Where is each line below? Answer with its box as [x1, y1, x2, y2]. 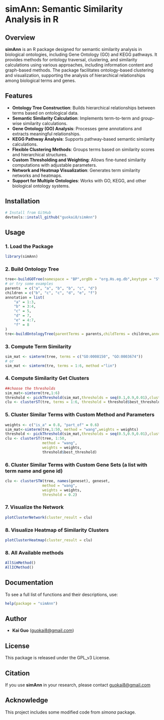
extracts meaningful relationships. [12, 131, 81, 137]
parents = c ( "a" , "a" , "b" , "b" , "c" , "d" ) [5, 286, 97, 291]
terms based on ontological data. [12, 110, 79, 116]
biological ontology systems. [12, 183, 70, 189]
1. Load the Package [5, 243, 54, 249]
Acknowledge [5, 696, 48, 704]
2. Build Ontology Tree [5, 266, 60, 273]
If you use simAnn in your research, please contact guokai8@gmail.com [5, 682, 151, 688]
